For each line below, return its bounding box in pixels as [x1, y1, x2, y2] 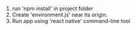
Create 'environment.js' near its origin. [11, 11, 108, 18]
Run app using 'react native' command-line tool [11, 18, 131, 24]
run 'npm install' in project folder [11, 5, 94, 12]
